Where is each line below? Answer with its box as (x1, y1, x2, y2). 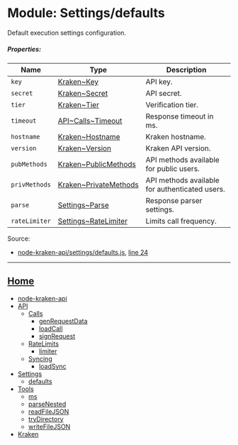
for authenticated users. (145, 184, 225, 194)
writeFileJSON (28, 422, 71, 431)
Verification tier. (145, 99, 199, 109)
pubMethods (11, 160, 47, 168)
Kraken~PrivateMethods (57, 180, 140, 189)
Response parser (145, 195, 203, 205)
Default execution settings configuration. (7, 28, 126, 37)
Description (166, 65, 207, 75)
